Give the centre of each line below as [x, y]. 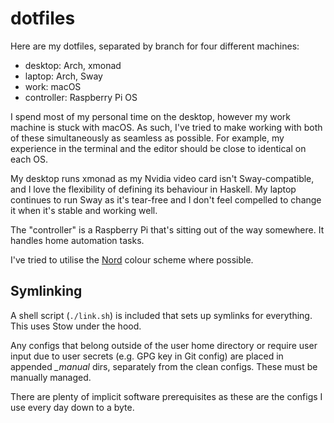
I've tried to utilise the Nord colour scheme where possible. [132, 259]
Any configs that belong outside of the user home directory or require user [164, 345]
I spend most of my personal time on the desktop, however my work [150, 116]
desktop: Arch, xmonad [73, 65]
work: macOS [53, 86]
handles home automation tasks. [77, 240]
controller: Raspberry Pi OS [81, 97]
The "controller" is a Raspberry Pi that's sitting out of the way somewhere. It [167, 229]
